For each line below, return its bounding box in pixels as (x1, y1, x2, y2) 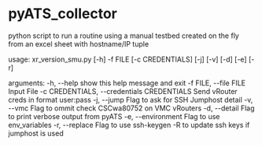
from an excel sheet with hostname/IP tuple (8, 39, 149, 48)
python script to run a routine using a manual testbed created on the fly (8, 31, 240, 40)
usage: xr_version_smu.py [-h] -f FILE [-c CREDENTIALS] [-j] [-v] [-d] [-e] (8, 54, 247, 64)
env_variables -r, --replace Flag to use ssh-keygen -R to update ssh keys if (8, 120, 250, 129)
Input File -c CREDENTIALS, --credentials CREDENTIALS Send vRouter (8, 86, 238, 95)
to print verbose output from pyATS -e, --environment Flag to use (8, 111, 220, 121)
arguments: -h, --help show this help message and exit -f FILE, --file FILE (8, 78, 246, 88)
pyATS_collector (8, 5, 118, 23)
